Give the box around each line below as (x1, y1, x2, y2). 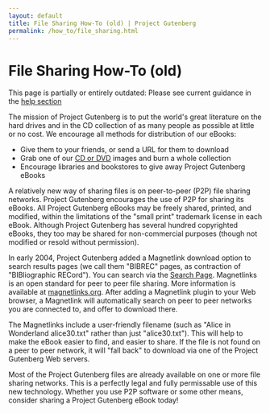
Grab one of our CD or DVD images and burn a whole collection (19, 154, 231, 163)
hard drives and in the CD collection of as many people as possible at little (8, 121, 255, 130)
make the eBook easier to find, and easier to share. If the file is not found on (8, 337, 260, 347)
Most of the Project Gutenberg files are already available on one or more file (8, 370, 261, 379)
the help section (8, 97, 62, 106)
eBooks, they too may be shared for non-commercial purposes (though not (8, 229, 258, 238)
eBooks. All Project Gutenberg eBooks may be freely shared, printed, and (8, 203, 251, 213)
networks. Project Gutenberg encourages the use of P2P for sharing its (8, 195, 244, 204)
